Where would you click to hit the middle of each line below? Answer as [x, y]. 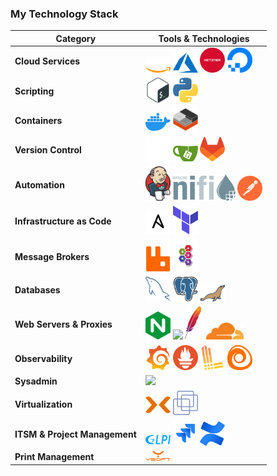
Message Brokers [52, 256]
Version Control [48, 149]
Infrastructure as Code [63, 221]
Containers [38, 120]
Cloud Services [47, 61]
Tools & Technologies [204, 38]
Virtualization [43, 404]
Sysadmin [36, 381]
